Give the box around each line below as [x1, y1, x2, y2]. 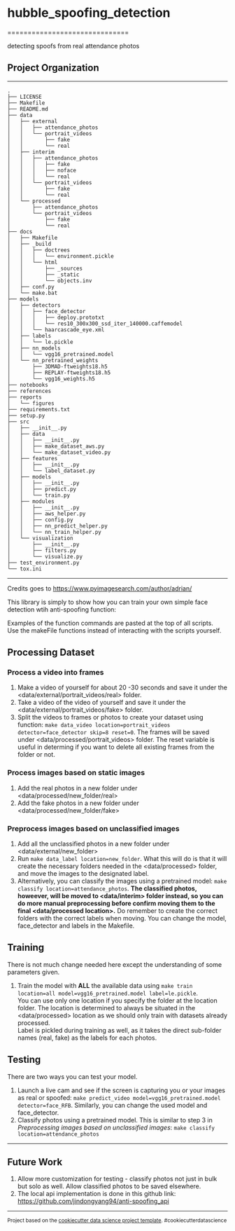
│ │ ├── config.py [7, 516, 73, 523]
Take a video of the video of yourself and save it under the [17, 699, 186, 707]
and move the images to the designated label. [17, 869, 149, 878]
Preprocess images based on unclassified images [7, 823, 180, 833]
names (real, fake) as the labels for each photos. [17, 1033, 157, 1042]
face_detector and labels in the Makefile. [17, 921, 135, 930]
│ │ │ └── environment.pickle [7, 252, 114, 260]
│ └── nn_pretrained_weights [7, 357, 99, 364]
